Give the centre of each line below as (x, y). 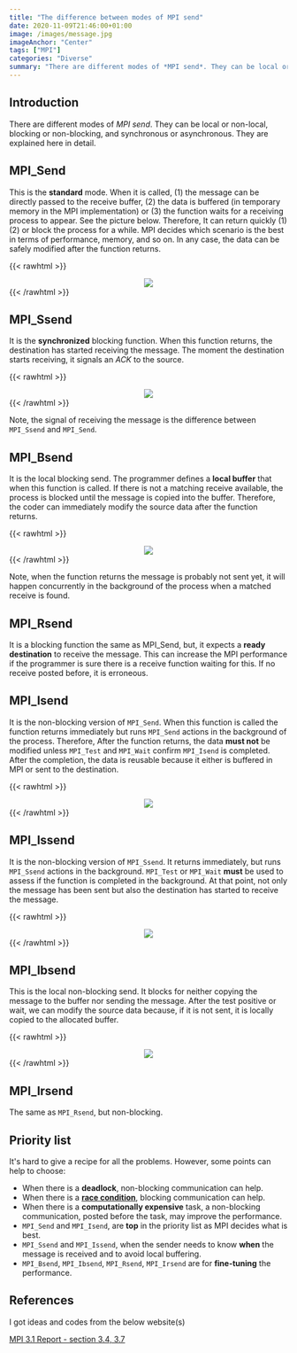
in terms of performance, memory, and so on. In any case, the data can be (145, 239)
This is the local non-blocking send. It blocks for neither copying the (133, 991)
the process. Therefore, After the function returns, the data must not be (140, 741)
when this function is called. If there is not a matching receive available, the (146, 488)
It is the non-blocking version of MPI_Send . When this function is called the (144, 722)
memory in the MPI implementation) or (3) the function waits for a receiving (147, 211)
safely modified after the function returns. (85, 248)
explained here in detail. (53, 143)
